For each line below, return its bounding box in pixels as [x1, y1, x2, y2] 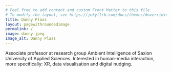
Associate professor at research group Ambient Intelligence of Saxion [5, 50, 152, 56]
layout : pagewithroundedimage [5, 21, 70, 27]
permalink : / [5, 27, 33, 32]
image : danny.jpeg [5, 31, 45, 36]
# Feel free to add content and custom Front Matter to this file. [5, 7, 153, 13]
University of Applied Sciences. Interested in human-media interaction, [5, 55, 155, 61]
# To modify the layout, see [5, 12, 68, 17]
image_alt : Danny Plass [5, 36, 56, 41]
